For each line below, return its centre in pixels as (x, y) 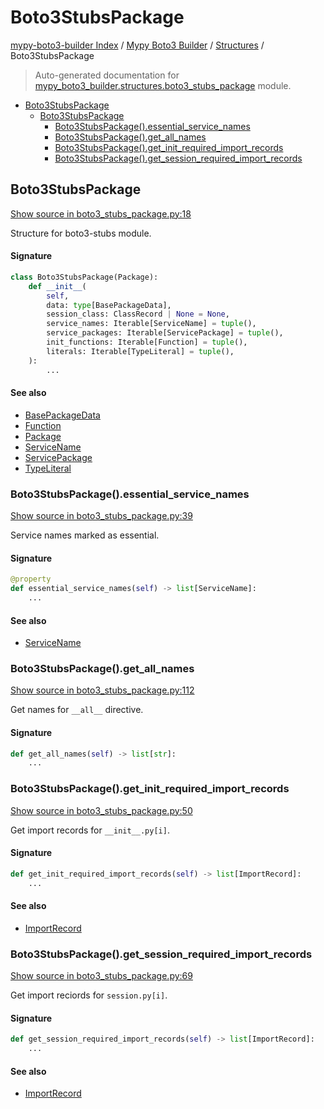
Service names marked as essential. (85, 535)
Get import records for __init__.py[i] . (90, 830)
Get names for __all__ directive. (77, 710)
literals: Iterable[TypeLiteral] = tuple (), (140, 351)
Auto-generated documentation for (107, 75)
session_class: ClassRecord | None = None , (138, 314)
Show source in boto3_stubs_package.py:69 (101, 976)
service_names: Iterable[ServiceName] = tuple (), (151, 324)
